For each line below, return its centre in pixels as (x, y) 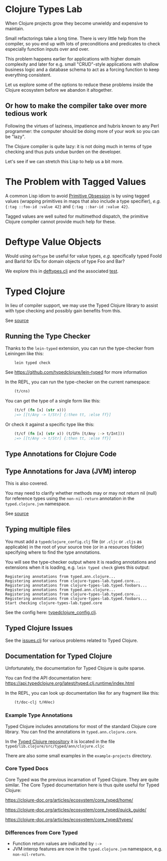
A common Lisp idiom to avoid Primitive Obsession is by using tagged (77, 195)
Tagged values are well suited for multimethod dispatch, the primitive (77, 216)
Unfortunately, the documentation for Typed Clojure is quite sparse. (75, 668)
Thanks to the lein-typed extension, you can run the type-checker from (80, 348)
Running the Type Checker (48, 336)
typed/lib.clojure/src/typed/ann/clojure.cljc (55, 746)
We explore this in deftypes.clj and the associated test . (62, 271)
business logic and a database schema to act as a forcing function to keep (82, 70)
